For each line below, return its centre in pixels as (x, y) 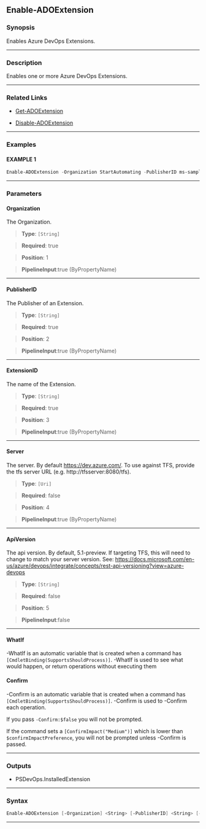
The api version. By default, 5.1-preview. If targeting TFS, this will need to (98, 553)
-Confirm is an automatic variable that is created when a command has (96, 694)
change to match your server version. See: (60, 559)
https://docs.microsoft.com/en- (155, 559)
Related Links (27, 98)
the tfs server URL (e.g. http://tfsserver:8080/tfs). (69, 472)
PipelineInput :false (46, 620)
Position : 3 (35, 419)
